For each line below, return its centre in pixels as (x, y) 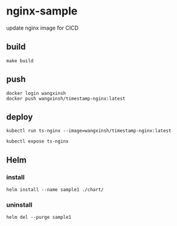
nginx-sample (42, 11)
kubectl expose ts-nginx (37, 141)
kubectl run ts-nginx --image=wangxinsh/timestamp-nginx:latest (89, 131)
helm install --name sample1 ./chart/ (55, 190)
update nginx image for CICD (42, 28)
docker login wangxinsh (36, 93)
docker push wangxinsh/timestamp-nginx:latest (66, 98)
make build (20, 61)
